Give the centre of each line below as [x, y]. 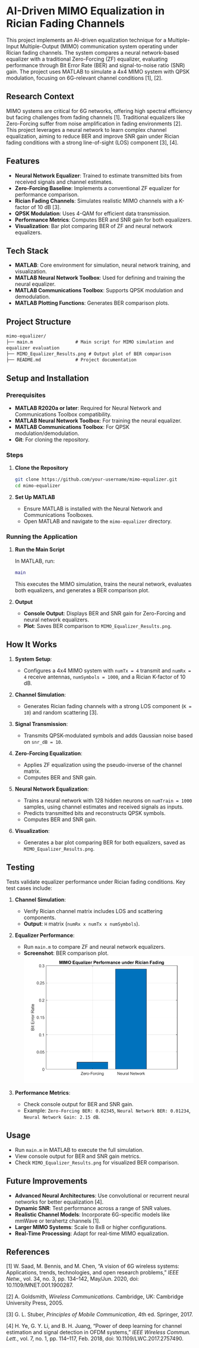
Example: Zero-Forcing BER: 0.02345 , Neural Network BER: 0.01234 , [107, 1110]
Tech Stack [27, 251]
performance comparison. [47, 194]
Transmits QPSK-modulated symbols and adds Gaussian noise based [108, 735]
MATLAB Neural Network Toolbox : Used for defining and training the [100, 278]
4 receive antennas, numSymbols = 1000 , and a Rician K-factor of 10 [105, 677]
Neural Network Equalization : [52, 789]
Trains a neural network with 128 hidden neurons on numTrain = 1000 [108, 800]
